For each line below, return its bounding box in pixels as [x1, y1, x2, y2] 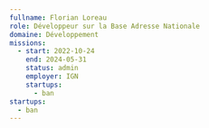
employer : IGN [25, 72, 79, 81]
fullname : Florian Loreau [9, 13, 107, 23]
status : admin [25, 64, 79, 73]
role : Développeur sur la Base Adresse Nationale [9, 22, 201, 31]
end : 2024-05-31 [25, 55, 88, 64]
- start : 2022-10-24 [17, 47, 95, 56]
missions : [9, 38, 47, 48]
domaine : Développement [9, 30, 100, 39]
